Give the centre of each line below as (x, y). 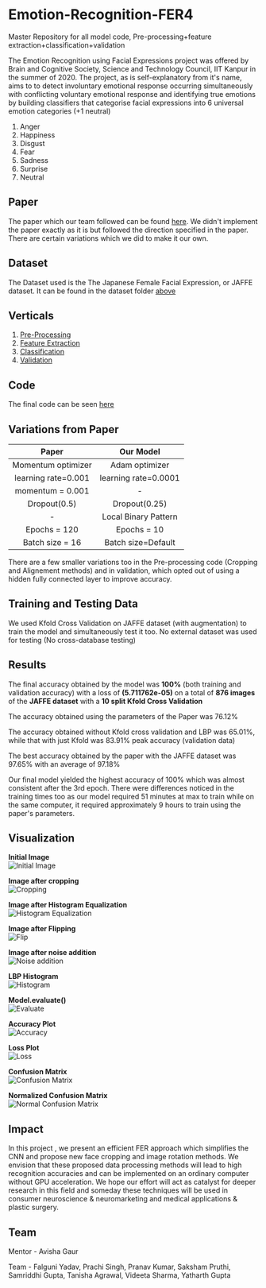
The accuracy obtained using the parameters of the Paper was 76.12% (123, 716)
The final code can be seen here (61, 404)
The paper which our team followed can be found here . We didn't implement (133, 221)
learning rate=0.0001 (140, 478)
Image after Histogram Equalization (68, 905)
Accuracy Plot (32, 1024)
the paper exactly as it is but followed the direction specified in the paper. (128, 230)
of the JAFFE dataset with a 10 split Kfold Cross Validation (106, 701)
